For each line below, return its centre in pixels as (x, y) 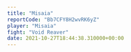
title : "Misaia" (30, 13)
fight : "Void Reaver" (38, 32)
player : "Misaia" (32, 26)
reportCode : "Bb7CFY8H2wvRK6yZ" (53, 20)
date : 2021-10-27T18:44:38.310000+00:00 (66, 38)
